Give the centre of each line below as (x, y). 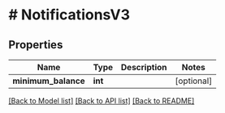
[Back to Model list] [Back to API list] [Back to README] (102, 101)
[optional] (194, 81)
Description (144, 67)
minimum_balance (49, 81)
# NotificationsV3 (69, 15)
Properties (36, 45)
